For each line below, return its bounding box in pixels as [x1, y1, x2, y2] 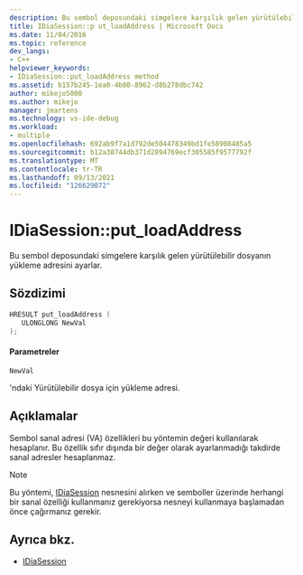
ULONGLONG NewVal [21, 318, 87, 327]
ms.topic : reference [9, 38, 87, 48]
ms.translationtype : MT [9, 156, 99, 165]
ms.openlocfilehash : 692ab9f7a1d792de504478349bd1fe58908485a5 [9, 139, 252, 148]
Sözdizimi [9, 286, 66, 301]
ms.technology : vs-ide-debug [9, 114, 119, 123]
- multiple [9, 131, 50, 140]
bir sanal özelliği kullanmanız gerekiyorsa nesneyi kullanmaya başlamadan [9, 496, 285, 507]
